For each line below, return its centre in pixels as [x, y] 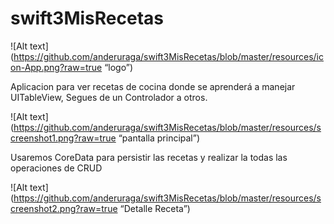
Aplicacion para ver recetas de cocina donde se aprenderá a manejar [153, 86]
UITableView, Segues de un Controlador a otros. [109, 97]
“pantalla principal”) [159, 138]
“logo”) [119, 67]
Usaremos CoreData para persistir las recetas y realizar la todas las [149, 157]
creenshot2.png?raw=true [64, 208]
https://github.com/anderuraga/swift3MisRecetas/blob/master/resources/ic [168, 56]
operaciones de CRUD [56, 168]
